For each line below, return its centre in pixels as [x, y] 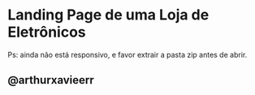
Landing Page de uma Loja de [108, 15]
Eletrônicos [47, 32]
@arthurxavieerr [51, 80]
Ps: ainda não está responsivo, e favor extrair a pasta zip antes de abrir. [127, 54]
